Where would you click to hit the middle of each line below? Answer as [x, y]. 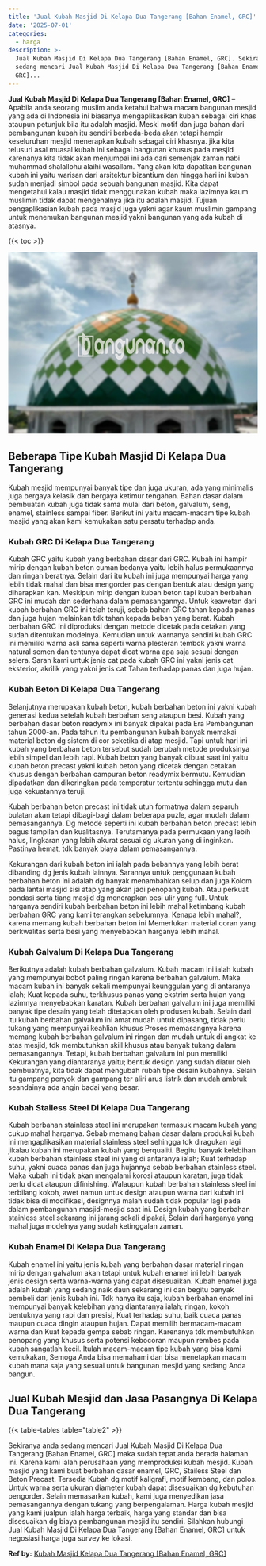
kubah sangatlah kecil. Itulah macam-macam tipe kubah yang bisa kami [125, 1349]
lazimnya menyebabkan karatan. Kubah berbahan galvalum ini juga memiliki [132, 1002]
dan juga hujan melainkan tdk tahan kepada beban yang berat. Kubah [122, 618]
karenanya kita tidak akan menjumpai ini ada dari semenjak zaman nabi [124, 158]
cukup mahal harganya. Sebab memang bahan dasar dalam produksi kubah [131, 1133]
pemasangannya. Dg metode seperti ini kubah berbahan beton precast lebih [133, 823]
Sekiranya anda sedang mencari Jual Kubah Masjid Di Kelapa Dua [116, 1445]
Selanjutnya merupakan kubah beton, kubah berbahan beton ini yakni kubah [133, 706]
